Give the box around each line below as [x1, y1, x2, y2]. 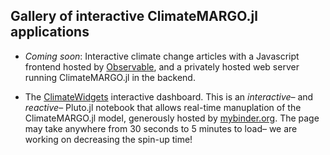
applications [10, 24, 90, 41]
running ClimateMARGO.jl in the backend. [24, 71, 196, 83]
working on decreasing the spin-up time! [24, 133, 193, 145]
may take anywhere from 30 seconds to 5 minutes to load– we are [24, 122, 298, 134]
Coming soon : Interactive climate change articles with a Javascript [24, 50, 300, 62]
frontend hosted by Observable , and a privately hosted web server [24, 60, 300, 73]
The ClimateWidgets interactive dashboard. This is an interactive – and [24, 90, 314, 103]
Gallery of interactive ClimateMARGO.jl [10, 8, 258, 25]
